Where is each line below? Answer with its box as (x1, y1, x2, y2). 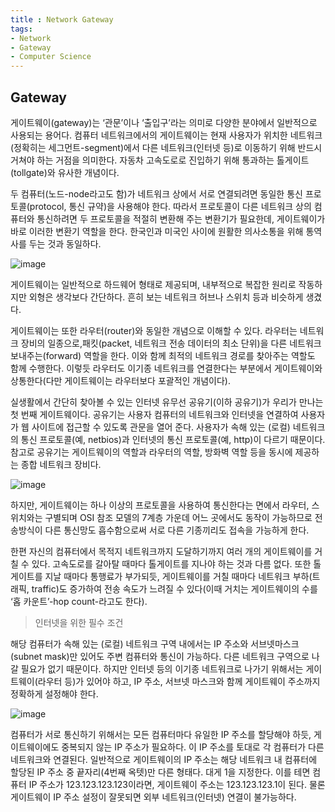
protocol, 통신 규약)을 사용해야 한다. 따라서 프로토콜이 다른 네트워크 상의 (29, 200, 312, 212)
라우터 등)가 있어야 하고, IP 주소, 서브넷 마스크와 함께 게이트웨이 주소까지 (37, 675, 321, 687)
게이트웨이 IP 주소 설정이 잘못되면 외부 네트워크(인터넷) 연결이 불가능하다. (10, 791, 297, 803)
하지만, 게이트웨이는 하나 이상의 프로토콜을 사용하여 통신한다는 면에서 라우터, (10, 499, 310, 511)
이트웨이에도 (10, 741, 60, 753)
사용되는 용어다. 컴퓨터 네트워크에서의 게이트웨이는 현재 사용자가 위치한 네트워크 (10, 129, 323, 141)
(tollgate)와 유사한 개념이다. (10, 166, 120, 178)
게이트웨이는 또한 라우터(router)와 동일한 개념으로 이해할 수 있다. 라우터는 (10, 324, 298, 336)
